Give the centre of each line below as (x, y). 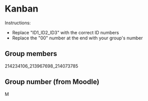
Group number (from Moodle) (52, 82)
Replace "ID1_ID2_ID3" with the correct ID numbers (66, 32)
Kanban (22, 9)
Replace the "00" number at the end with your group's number (77, 38)
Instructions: (18, 23)
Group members (31, 54)
